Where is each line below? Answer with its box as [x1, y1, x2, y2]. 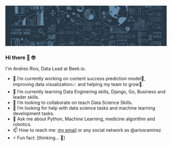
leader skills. [12, 94, 39, 100]
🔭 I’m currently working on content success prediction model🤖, [12, 75, 146, 82]
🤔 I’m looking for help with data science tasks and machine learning [12, 105, 156, 111]
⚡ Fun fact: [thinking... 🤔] [12, 135, 66, 141]
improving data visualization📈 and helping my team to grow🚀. [12, 81, 144, 88]
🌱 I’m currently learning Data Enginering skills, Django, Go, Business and [12, 89, 165, 95]
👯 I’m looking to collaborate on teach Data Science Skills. [12, 99, 133, 106]
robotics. [12, 121, 32, 128]
